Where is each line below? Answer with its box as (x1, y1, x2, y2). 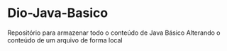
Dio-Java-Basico (7, 5, 109, 21)
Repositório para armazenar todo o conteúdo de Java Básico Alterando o (7, 28, 221, 37)
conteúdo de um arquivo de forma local (7, 35, 123, 44)
